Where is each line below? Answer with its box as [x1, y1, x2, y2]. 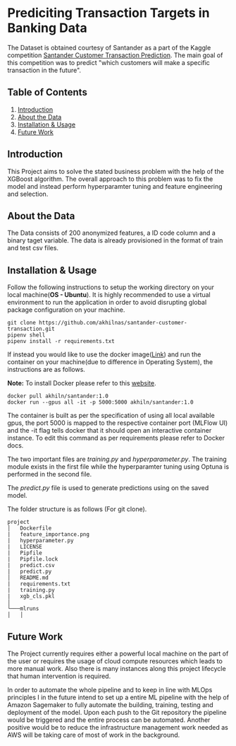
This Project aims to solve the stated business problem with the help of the [7, 167, 224, 175]
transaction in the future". [7, 66, 82, 74]
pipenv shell [7, 332, 46, 339]
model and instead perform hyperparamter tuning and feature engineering [7, 182, 223, 190]
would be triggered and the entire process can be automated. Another [7, 716, 211, 724]
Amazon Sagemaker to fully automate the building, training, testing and [7, 701, 213, 709]
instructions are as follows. [7, 366, 86, 374]
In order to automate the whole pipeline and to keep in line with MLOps [7, 686, 213, 694]
